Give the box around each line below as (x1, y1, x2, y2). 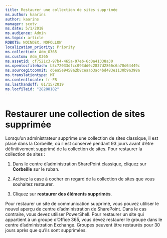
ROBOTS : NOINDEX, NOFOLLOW (5, 40, 62, 45)
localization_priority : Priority (5, 45, 75, 50)
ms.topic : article (5, 36, 44, 41)
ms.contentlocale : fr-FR (5, 77, 57, 82)
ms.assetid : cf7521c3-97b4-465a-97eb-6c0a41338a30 (5, 59, 113, 64)
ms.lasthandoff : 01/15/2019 (5, 82, 64, 87)
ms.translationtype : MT (5, 73, 55, 78)
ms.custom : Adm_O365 (5, 54, 49, 59)
